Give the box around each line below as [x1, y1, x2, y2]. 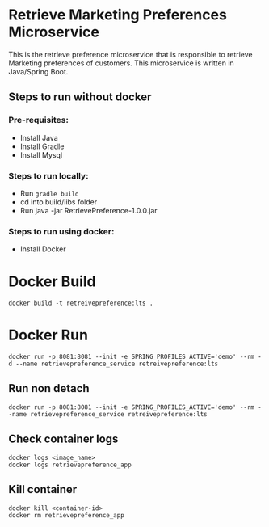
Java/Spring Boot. [8, 66, 69, 76]
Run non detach [8, 382, 90, 395]
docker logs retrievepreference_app [8, 461, 132, 469]
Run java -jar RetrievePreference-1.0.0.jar [19, 205, 158, 215]
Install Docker [19, 244, 66, 254]
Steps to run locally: [8, 170, 89, 181]
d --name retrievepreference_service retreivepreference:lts [8, 360, 219, 369]
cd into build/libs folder [19, 196, 98, 207]
